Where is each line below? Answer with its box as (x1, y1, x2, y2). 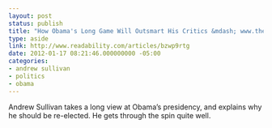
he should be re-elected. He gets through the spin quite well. (8, 110, 211, 120)
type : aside (8, 34, 49, 43)
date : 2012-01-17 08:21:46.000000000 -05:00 (8, 49, 161, 58)
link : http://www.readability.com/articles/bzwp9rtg (8, 42, 190, 50)
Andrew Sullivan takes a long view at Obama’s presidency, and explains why (8, 102, 262, 112)
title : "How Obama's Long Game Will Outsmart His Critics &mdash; (8, 27, 237, 35)
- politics (8, 72, 45, 80)
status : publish (8, 19, 63, 28)
